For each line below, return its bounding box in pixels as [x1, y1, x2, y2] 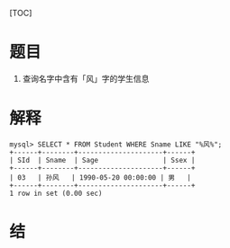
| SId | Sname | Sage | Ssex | [9, 155, 196, 164]
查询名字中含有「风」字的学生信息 [22, 73, 150, 84]
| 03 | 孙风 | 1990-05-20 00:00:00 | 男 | [9, 173, 192, 182]
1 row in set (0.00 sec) [9, 189, 103, 198]
